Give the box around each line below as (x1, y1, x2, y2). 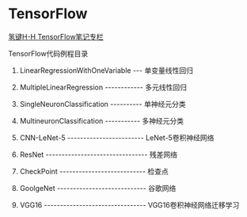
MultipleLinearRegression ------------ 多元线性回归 (19, 82, 188, 92)
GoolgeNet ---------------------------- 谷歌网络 (19, 183, 177, 192)
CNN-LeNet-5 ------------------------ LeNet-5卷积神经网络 (19, 132, 215, 143)
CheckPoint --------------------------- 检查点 (19, 166, 169, 176)
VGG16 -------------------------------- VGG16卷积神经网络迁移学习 (19, 200, 240, 210)
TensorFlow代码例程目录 (8, 48, 89, 58)
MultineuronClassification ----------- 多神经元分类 (19, 116, 184, 125)
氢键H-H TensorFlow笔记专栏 (8, 32, 104, 41)
